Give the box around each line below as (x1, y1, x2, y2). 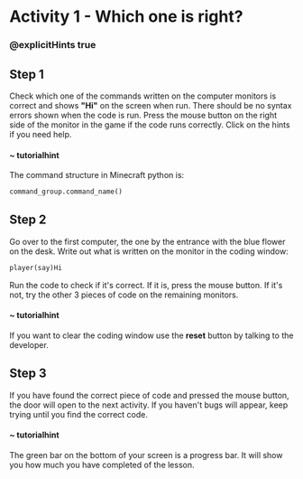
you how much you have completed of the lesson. (9, 459, 196, 470)
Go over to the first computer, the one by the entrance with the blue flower (9, 236, 286, 247)
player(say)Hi (9, 263, 63, 272)
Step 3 (9, 366, 47, 381)
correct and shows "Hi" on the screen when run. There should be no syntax (9, 99, 292, 110)
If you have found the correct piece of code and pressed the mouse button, (9, 390, 290, 400)
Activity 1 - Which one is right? (9, 6, 243, 27)
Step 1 (9, 66, 45, 82)
